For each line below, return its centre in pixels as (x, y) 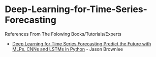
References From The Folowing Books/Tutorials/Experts (63, 34)
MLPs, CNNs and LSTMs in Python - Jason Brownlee (67, 49)
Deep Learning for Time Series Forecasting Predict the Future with (82, 43)
